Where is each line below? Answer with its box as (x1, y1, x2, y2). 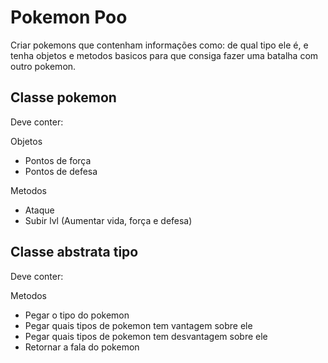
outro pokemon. (10, 60, 77, 72)
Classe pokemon (10, 89, 117, 106)
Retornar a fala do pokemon (24, 341, 140, 353)
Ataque (24, 204, 55, 216)
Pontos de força (24, 154, 92, 166)
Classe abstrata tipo (10, 244, 139, 261)
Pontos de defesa (24, 165, 98, 177)
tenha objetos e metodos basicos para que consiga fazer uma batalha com (10, 49, 319, 61)
